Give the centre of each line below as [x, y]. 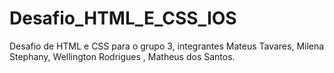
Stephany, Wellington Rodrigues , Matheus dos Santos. [122, 56]
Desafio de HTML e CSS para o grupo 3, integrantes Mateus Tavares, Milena [167, 46]
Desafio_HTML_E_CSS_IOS [123, 18]
